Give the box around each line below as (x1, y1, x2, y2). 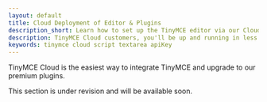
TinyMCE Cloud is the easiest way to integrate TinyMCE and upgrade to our (8, 62, 256, 72)
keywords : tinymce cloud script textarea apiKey (8, 41, 172, 49)
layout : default (8, 11, 62, 20)
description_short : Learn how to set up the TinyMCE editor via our (8, 26, 240, 34)
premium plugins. (8, 71, 65, 81)
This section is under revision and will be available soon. (8, 86, 193, 96)
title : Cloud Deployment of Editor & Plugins (8, 19, 161, 27)
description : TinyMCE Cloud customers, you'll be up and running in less (8, 33, 258, 42)
